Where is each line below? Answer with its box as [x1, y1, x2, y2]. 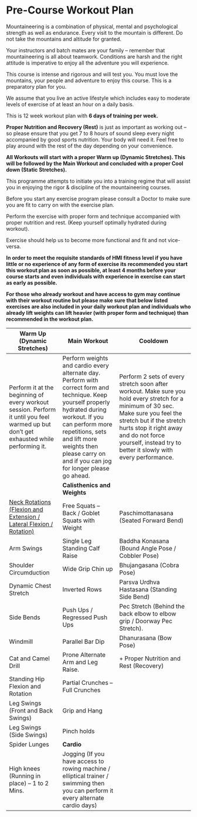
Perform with [62, 376, 98, 384]
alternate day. [62, 368, 101, 376]
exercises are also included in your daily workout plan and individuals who [6, 303, 191, 310]
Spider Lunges [9, 740, 49, 748]
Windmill [9, 637, 33, 645]
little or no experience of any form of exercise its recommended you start [6, 260, 188, 267]
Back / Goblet [62, 509, 100, 517]
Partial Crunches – [62, 678, 113, 687]
